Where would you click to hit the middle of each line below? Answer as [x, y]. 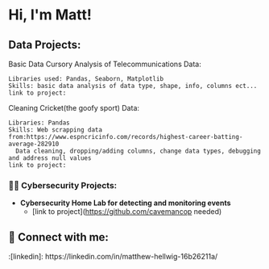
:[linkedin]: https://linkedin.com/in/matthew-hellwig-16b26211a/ [113, 257]
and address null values [50, 158]
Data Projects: [45, 45]
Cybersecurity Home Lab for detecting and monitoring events [125, 203]
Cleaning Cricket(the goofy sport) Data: [74, 108]
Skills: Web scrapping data [56, 130]
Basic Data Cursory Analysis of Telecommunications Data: [105, 64]
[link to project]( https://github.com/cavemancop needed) [127, 212]
